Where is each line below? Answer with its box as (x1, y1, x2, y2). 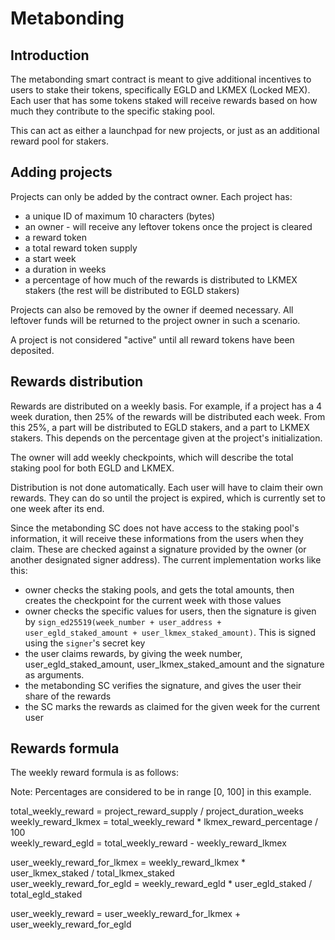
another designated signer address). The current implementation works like (10, 553, 322, 566)
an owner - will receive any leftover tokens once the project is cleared (24, 220, 313, 232)
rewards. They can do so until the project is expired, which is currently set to (10, 492, 326, 504)
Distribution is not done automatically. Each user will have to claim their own (10, 481, 323, 493)
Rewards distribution (10, 373, 144, 391)
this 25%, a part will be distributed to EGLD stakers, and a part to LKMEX (10, 421, 310, 433)
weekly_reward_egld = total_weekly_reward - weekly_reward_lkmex (10, 837, 287, 849)
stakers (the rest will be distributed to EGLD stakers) (24, 284, 240, 296)
